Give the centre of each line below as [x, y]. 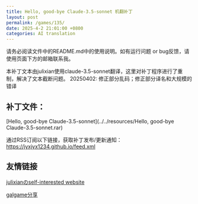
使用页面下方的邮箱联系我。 [40, 59]
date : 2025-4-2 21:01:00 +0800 [45, 28]
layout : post [22, 17]
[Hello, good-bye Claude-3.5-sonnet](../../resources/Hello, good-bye [90, 121]
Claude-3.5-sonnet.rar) [35, 128]
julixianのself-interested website [45, 182]
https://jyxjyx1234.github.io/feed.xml [51, 146]
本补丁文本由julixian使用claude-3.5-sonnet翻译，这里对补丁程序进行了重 [95, 71]
